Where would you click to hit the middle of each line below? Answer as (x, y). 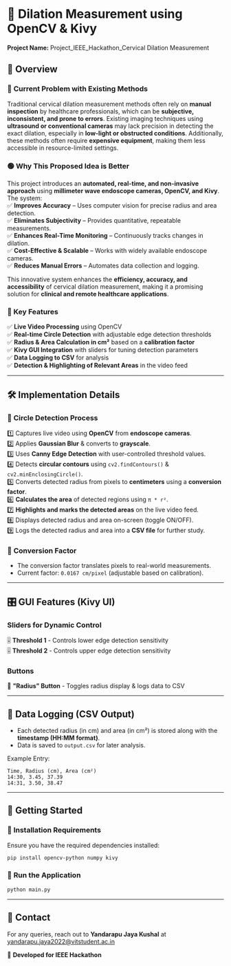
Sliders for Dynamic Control (54, 625)
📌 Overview (32, 69)
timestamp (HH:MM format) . (58, 738)
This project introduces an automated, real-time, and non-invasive (103, 183)
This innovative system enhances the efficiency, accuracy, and (97, 279)
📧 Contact (29, 918)
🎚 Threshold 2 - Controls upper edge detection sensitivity (89, 650)
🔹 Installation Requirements (54, 830)
